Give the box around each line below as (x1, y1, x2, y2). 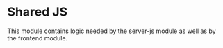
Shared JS (7, 4, 68, 20)
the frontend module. (7, 34, 68, 42)
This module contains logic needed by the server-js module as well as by (7, 27, 217, 35)
